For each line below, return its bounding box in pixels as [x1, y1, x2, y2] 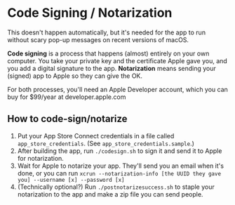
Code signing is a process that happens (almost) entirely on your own [7, 49, 210, 58]
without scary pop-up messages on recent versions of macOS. [7, 35, 189, 44]
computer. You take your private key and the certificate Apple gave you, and [7, 56, 228, 65]
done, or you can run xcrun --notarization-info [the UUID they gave [17, 168, 222, 177]
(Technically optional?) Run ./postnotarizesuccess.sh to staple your [17, 183, 215, 191]
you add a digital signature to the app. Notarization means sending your [7, 64, 216, 72]
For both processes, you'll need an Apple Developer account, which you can [7, 85, 228, 93]
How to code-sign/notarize [7, 113, 128, 125]
